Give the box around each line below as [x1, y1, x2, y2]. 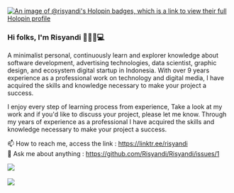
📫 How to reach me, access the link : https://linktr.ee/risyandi [7, 139, 188, 148]
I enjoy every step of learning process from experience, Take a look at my [7, 103, 223, 111]
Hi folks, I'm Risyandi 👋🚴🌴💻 [7, 32, 105, 42]
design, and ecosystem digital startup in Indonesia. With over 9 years [7, 66, 210, 75]
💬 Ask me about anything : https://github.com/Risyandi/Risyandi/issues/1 [7, 150, 220, 158]
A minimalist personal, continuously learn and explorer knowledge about [7, 51, 218, 60]
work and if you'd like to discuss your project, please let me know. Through [7, 110, 227, 118]
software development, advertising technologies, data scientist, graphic [7, 59, 217, 67]
